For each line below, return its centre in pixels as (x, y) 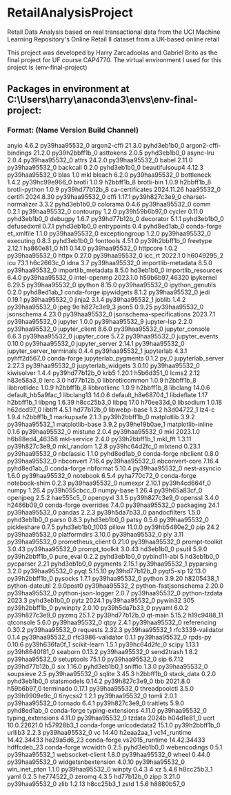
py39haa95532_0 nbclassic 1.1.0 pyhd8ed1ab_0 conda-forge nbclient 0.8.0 (113, 453)
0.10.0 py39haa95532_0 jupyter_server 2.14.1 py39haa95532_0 (96, 343)
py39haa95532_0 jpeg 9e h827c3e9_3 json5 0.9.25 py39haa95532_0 (106, 307)
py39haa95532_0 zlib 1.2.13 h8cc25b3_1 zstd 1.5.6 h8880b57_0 (96, 784)
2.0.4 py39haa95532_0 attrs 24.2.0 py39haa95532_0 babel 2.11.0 (100, 160)
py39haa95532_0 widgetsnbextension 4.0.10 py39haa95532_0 (96, 762)
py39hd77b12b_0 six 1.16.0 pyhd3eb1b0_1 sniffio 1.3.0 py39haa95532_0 (108, 666)
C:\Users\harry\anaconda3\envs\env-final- (102, 100)
